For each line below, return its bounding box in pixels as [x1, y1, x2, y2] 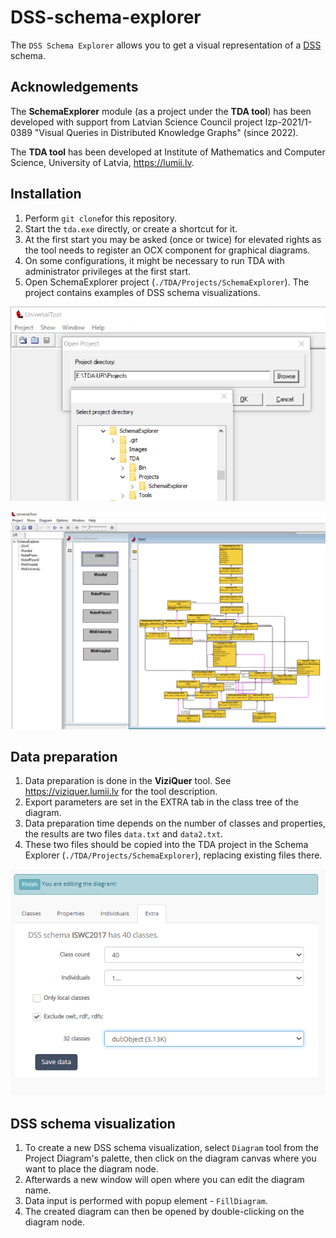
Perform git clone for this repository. [24, 212, 178, 224]
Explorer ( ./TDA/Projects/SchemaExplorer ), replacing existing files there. [24, 849, 323, 861]
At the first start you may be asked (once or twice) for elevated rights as [24, 233, 322, 245]
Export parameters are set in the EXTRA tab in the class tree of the [24, 796, 299, 808]
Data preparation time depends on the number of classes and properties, [24, 817, 327, 830]
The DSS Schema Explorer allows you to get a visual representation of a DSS [10, 39, 322, 51]
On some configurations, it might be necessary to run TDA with [24, 254, 285, 266]
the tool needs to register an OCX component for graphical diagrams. [24, 244, 311, 256]
